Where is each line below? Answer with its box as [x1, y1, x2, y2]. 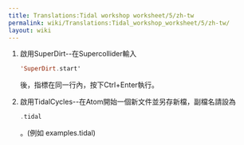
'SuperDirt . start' [19, 65, 81, 73]
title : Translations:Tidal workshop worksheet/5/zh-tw [8, 11, 195, 20]
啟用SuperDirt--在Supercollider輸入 [19, 49, 137, 59]
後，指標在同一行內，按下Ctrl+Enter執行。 [19, 80, 159, 90]
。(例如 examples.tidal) [19, 128, 96, 138]
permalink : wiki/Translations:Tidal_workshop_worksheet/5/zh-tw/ [8, 19, 230, 27]
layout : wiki [8, 26, 52, 34]
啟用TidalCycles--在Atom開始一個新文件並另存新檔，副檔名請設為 [19, 97, 237, 107]
